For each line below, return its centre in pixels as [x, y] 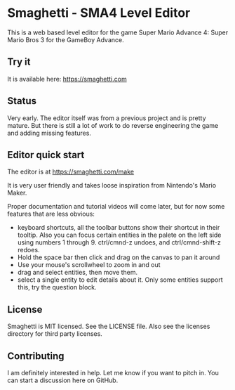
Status [22, 101]
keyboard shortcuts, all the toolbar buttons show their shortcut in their [119, 228]
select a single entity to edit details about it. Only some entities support [120, 280]
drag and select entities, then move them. [78, 273]
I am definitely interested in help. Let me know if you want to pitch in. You [113, 373]
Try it [19, 62]
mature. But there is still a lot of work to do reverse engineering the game [113, 125]
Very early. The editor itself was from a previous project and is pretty [107, 118]
